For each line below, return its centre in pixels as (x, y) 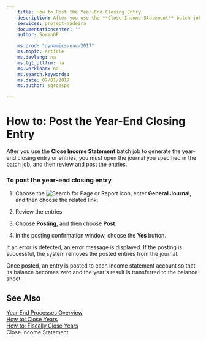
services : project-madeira (52, 23)
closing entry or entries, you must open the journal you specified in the (107, 158)
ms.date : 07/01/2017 (44, 80)
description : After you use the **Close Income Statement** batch (104, 18)
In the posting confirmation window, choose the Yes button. (91, 236)
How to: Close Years (32, 320)
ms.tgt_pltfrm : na (41, 63)
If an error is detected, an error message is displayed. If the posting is (94, 247)
